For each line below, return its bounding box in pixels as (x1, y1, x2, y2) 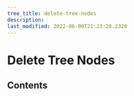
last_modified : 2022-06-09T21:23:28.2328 (7, 23, 128, 29)
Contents (7, 80, 48, 91)
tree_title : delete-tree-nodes (7, 10, 97, 17)
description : (7, 16, 45, 23)
